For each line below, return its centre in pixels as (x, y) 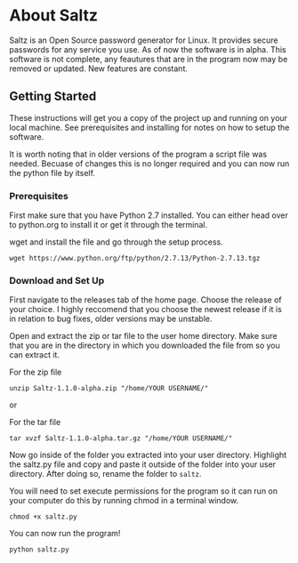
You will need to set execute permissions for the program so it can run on (144, 491)
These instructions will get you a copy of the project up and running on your (148, 117)
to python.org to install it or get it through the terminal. (109, 225)
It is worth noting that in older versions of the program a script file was (138, 154)
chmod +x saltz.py (43, 517)
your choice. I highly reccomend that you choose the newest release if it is (145, 310)
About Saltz (53, 16)
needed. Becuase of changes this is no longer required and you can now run (149, 163)
